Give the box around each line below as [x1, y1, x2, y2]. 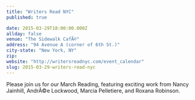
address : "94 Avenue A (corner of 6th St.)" [6, 42, 120, 48]
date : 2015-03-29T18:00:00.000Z [6, 25, 88, 31]
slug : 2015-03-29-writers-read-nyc [6, 64, 96, 70]
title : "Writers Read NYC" [6, 8, 74, 15]
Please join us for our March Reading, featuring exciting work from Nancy [6, 80, 189, 87]
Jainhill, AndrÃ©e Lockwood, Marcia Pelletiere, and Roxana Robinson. [6, 87, 181, 94]
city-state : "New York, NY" [6, 47, 77, 54]
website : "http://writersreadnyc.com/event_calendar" [6, 58, 145, 65]
